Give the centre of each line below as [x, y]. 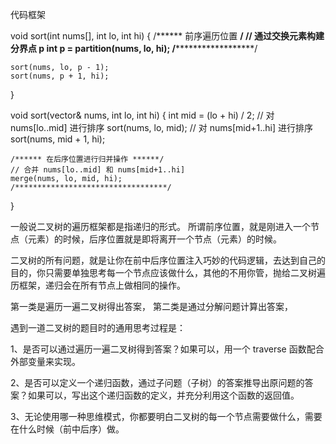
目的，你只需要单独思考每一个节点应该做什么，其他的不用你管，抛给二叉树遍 [168, 272]
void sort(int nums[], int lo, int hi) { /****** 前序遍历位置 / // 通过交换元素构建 [167, 36]
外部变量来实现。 [45, 361]
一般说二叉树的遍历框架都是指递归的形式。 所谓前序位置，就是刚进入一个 [160, 226]
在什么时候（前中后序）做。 [67, 429]
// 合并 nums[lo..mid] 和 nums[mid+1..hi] [98, 170]
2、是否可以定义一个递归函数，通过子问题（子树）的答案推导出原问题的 [157, 382]
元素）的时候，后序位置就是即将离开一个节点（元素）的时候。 [154, 239]
